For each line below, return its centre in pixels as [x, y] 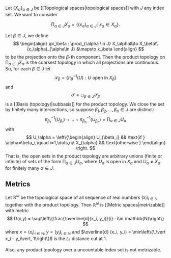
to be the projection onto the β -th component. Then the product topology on [85, 57]
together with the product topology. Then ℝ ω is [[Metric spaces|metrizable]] [85, 204]
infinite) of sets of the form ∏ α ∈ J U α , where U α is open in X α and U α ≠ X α [83, 162]
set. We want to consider [31, 14]
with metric [17, 210]
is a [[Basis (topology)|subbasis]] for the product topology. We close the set [85, 104]
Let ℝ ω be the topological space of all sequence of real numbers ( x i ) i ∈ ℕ [81, 197]
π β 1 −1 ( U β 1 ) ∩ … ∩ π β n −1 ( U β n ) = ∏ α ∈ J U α [85, 120]
